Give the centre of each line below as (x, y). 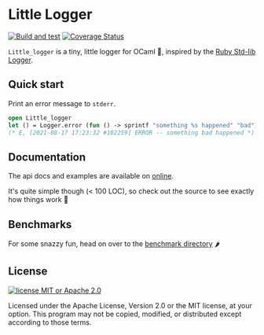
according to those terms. (50, 322)
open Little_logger (40, 118)
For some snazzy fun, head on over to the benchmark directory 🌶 (114, 244)
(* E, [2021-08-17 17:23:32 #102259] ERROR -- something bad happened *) (132, 133)
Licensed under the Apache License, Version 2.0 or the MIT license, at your (130, 305)
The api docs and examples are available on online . (91, 176)
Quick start (36, 85)
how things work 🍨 (38, 200)
